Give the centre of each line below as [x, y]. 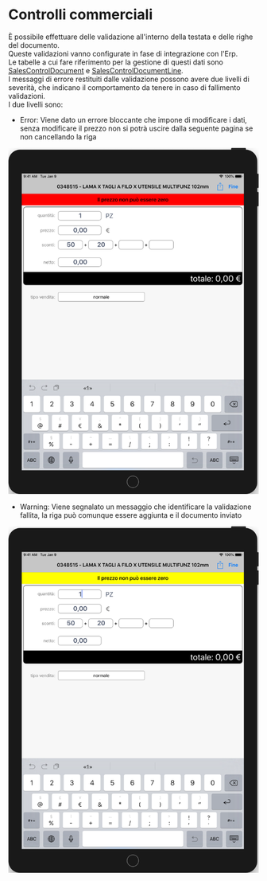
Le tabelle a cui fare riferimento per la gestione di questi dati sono [116, 62]
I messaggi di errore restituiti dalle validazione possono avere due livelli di [129, 79]
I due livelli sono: [36, 104]
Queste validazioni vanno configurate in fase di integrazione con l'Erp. [123, 53]
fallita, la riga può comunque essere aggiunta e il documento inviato [131, 515]
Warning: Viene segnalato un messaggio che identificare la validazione [135, 507]
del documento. [34, 45]
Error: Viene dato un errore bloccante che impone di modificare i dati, [133, 119]
